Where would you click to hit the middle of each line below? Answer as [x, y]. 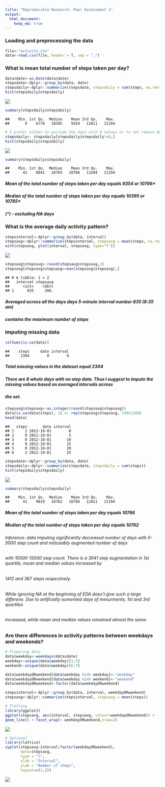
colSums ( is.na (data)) [27, 342]
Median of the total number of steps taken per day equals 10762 [72, 525]
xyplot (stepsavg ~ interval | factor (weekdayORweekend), [60, 747]
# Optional [16, 738]
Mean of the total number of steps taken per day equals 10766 [70, 512]
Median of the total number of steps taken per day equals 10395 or [75, 196]
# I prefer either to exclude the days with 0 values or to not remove [80, 132]
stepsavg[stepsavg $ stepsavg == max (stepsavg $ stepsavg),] [62, 269]
